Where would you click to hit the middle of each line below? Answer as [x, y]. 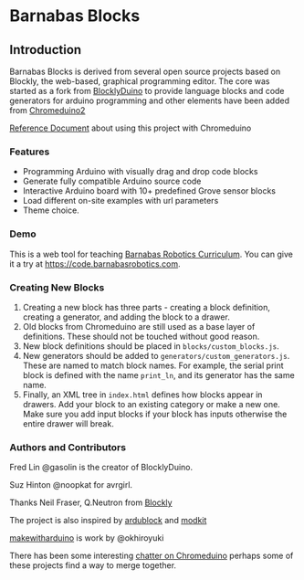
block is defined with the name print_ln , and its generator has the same [158, 374]
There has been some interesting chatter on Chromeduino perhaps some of [152, 556]
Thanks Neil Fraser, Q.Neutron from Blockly [91, 502]
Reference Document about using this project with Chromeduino [131, 128]
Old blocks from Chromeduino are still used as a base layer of [139, 326]
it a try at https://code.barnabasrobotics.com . [95, 264]
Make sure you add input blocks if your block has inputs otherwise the [155, 414]
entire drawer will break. [68, 423]
